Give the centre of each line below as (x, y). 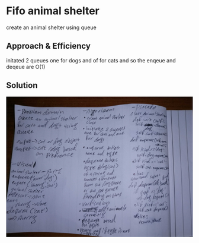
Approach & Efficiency (48, 46)
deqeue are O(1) (26, 67)
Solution (22, 85)
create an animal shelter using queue (51, 27)
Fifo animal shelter (53, 11)
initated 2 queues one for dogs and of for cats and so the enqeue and (91, 60)
